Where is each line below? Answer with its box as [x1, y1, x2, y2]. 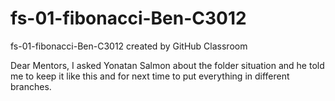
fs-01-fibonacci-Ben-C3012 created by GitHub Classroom [10, 40, 248, 52]
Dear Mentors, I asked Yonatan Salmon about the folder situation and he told [10, 59, 325, 71]
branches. [10, 80, 52, 92]
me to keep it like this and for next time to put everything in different [10, 70, 290, 82]
